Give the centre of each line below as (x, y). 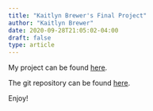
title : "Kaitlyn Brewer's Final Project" (78, 15)
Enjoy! (19, 98)
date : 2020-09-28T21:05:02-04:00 (63, 30)
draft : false (30, 38)
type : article (32, 45)
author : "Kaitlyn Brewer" (51, 23)
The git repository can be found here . (69, 83)
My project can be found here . (58, 67)
